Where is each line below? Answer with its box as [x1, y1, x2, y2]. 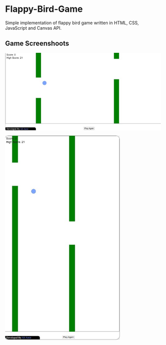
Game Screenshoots [5, 39, 69, 48]
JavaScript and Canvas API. [5, 25, 62, 31]
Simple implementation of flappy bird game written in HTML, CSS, [5, 20, 139, 26]
